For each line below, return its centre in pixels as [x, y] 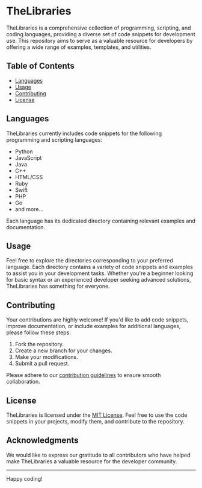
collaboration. [23, 382]
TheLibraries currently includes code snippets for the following [84, 133]
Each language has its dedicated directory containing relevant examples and [101, 221]
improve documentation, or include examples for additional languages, [93, 326]
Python [24, 151]
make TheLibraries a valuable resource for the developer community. [92, 461]
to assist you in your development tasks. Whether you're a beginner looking [100, 273]
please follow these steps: [38, 332]
